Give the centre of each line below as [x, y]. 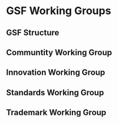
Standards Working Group [55, 92]
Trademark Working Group [56, 113]
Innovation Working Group [56, 73]
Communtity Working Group [59, 52]
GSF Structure [33, 33]
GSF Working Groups [59, 11]
